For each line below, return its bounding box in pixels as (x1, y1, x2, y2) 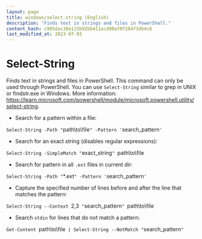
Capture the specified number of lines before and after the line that (14, 184, 182, 191)
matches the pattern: (14, 191, 68, 198)
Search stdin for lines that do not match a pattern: (14, 214, 140, 222)
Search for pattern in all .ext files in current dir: (14, 161, 133, 169)
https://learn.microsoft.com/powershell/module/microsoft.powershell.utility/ (6, 96, 195, 104)
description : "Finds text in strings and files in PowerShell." (6, 20, 171, 26)
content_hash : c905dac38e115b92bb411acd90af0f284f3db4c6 (6, 25, 153, 32)
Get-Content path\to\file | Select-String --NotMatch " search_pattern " (6, 226, 184, 233)
